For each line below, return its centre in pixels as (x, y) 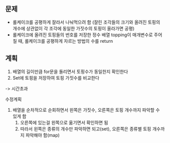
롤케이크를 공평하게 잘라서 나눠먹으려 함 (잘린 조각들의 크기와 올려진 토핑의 (86, 22)
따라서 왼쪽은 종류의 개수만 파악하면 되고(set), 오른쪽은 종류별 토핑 (86, 129)
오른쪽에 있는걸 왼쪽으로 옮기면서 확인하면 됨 (64, 122)
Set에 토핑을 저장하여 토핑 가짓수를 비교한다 (56, 78)
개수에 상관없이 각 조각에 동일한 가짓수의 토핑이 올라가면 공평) (74, 28)
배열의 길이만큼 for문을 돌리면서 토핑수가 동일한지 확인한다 (70, 71)
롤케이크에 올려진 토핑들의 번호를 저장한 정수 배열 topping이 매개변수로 (83, 35)
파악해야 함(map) (42, 135)
